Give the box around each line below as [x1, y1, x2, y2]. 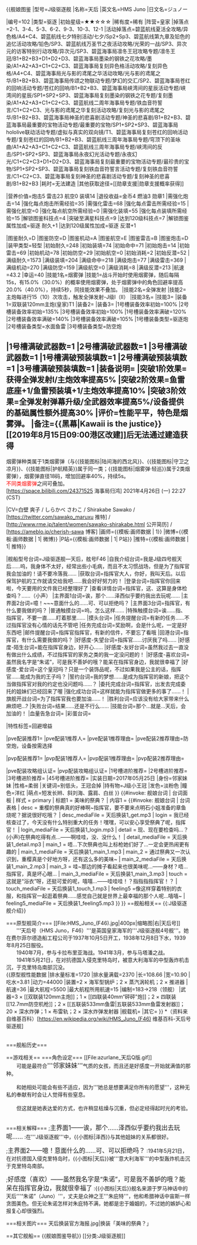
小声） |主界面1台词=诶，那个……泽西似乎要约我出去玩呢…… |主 [35, 592, 189, 599]
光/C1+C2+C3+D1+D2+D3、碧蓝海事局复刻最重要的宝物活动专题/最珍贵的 [6, 158, 185, 165]
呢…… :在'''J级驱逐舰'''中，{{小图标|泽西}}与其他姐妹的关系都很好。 [6, 1133, 172, 1141]
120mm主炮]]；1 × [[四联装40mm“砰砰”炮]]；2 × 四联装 [43, 993, 177, 1000]
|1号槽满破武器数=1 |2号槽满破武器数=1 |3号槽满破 [6, 341, 188, 352]
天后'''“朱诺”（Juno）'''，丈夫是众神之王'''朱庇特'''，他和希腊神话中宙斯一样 [6, 1192, 191, 1200]
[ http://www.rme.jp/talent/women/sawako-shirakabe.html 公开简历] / [6, 520, 172, 527]
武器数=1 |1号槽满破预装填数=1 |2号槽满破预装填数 [6, 353, 188, 363]
